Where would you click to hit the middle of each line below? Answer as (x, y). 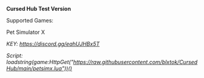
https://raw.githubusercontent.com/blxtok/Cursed (135, 62)
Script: (15, 56)
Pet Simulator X (26, 32)
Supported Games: (30, 20)
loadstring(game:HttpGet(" (40, 62)
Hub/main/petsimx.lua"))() (39, 68)
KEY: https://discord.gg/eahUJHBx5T (53, 44)
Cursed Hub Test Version (39, 9)
